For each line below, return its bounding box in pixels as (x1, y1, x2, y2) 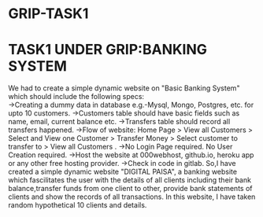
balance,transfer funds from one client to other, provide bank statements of (8, 184, 253, 193)
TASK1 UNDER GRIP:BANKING (8, 41, 207, 59)
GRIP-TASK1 (8, 5, 89, 23)
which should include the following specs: (8, 92, 144, 101)
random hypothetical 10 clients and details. (8, 200, 147, 210)
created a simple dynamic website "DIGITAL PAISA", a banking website (8, 167, 238, 177)
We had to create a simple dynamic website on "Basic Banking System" (8, 83, 240, 93)
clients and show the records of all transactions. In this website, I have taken (8, 192, 256, 201)
